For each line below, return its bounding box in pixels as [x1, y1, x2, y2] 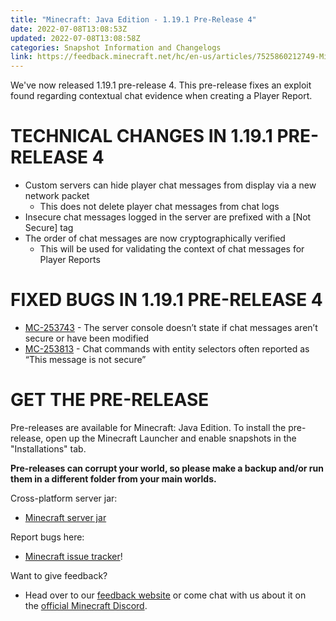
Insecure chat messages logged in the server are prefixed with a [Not [24, 211, 312, 223]
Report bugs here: [10, 531, 85, 543]
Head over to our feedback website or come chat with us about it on [24, 589, 307, 601]
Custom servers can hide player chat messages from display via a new [24, 179, 317, 191]
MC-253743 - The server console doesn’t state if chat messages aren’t [24, 322, 318, 333]
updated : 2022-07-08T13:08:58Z [10, 33, 141, 43]
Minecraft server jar [24, 511, 107, 523]
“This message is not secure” [24, 354, 147, 365]
